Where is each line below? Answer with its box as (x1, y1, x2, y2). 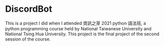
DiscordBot (5, 3, 53, 15)
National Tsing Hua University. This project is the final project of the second (5, 31, 160, 37)
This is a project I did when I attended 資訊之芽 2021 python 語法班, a (5, 20, 146, 26)
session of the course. (5, 36, 51, 42)
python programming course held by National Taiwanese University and (5, 25, 152, 31)
